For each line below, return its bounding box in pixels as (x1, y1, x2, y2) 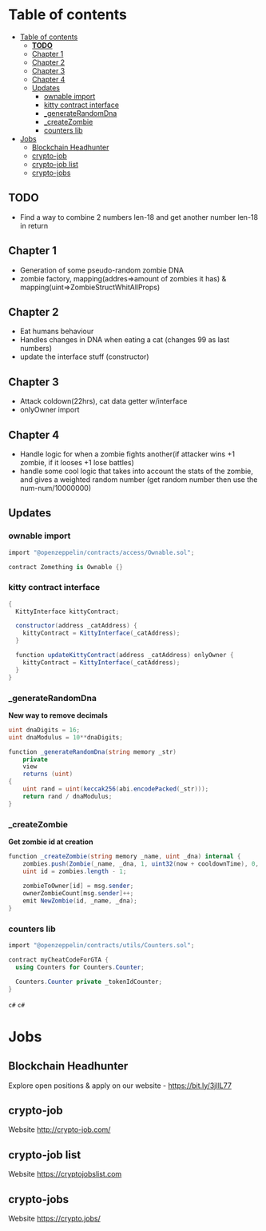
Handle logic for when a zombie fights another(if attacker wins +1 (19, 449, 236, 459)
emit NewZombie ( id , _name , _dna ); (22, 897, 137, 905)
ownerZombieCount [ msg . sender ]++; (22, 890, 134, 898)
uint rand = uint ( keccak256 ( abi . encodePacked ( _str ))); (22, 785, 209, 793)
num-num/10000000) (19, 484, 92, 492)
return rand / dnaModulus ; (22, 792, 113, 800)
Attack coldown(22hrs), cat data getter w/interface (19, 396, 188, 406)
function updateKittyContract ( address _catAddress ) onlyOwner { (15, 651, 234, 659)
